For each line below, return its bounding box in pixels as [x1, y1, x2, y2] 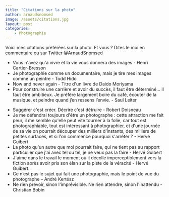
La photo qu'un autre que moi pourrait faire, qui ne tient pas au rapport [12, 144, 160, 150]
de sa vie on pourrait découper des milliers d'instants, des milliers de [12, 128, 156, 134]
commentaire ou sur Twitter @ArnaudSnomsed [5, 50, 103, 56]
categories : [5, 26, 30, 31]
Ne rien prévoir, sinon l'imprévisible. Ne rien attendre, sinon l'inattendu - [12, 181, 162, 187]
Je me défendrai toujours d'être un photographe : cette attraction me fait [12, 112, 164, 118]
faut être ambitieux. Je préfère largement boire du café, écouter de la [12, 91, 157, 97]
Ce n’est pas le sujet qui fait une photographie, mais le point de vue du [12, 171, 159, 176]
